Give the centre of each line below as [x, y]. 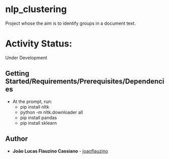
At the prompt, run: [32, 101]
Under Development [26, 58]
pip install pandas [38, 118]
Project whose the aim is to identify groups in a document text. [71, 23]
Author [16, 139]
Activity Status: [39, 44]
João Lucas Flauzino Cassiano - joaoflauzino [60, 151]
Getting [17, 73]
